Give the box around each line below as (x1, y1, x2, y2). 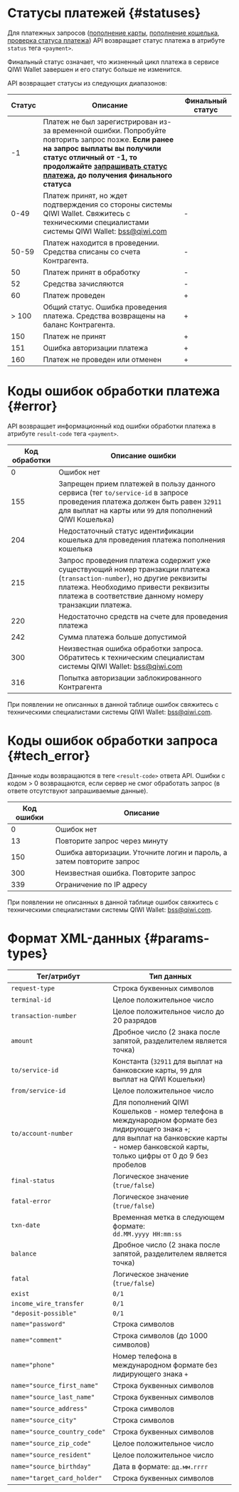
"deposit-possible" (11, 1309, 77, 1317)
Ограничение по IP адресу (55, 879, 147, 889)
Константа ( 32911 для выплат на (112, 1056, 223, 1066)
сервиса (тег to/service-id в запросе (58, 487, 188, 497)
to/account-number (11, 1129, 73, 1137)
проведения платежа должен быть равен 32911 (58, 497, 222, 507)
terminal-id (11, 995, 52, 1004)
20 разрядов (112, 1015, 157, 1025)
